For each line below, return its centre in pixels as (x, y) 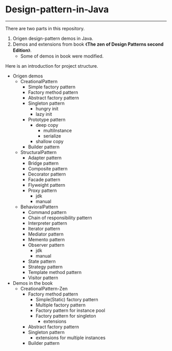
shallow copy (50, 141)
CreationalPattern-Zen (44, 288)
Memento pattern (46, 239)
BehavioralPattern (39, 207)
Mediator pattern (46, 234)
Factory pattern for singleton (66, 316)
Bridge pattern (43, 163)
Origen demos (28, 76)
